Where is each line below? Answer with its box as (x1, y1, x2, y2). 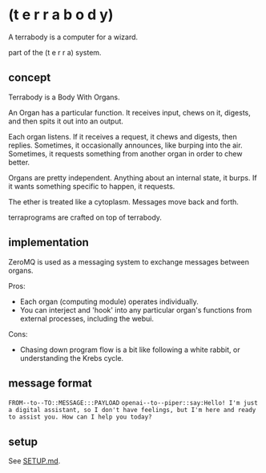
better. (8, 157, 30, 167)
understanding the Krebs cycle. (19, 353, 124, 362)
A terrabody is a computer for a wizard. (8, 32, 139, 42)
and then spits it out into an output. (8, 116, 124, 126)
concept (8, 71, 51, 85)
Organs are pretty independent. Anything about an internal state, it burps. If (8, 172, 258, 182)
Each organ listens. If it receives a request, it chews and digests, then (8, 131, 238, 141)
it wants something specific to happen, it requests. (8, 181, 175, 191)
